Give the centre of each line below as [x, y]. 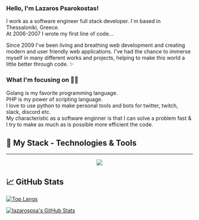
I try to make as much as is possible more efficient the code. [80, 124]
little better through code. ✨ [40, 64]
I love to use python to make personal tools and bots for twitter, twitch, [92, 106]
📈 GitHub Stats [35, 182]
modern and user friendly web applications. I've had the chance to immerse [99, 52]
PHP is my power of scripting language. [54, 99]
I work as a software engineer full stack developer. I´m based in [84, 21]
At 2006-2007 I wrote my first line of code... [60, 34]
